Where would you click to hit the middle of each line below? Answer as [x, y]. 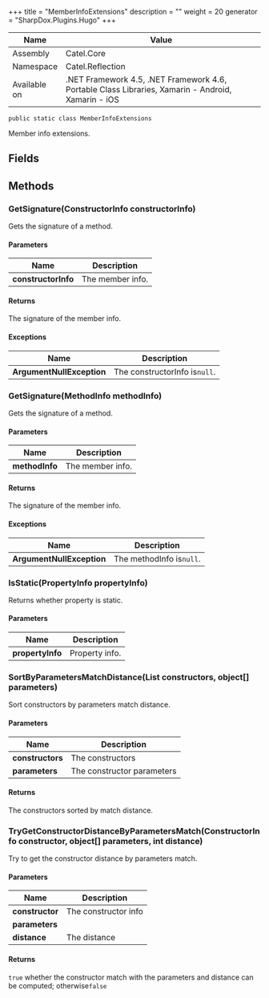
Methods [31, 186]
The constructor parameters [124, 771]
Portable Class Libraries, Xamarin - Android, [149, 89]
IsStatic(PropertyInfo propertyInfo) [78, 582]
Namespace [35, 66]
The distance [91, 938]
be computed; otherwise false [58, 985]
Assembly [31, 53]
